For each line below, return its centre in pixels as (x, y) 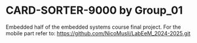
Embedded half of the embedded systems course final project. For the (93, 27)
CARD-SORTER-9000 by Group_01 (94, 10)
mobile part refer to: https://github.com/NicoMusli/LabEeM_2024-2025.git (98, 33)
